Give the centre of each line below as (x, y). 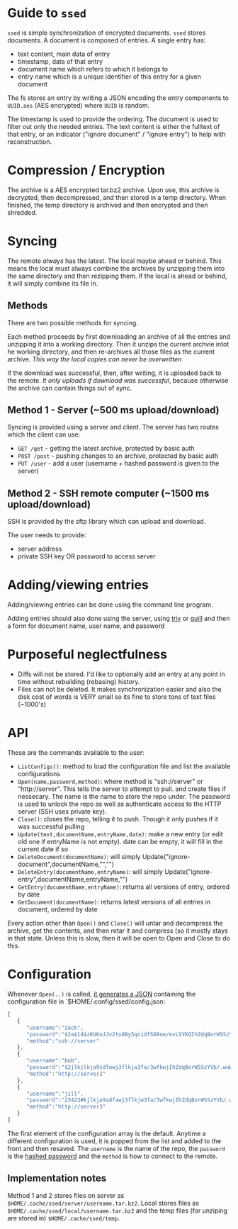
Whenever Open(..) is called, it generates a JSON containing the (102, 994)
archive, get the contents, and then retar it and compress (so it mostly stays (118, 931)
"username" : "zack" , (55, 1028)
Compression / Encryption (86, 170)
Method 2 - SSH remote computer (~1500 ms (108, 493)
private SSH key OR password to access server (86, 556)
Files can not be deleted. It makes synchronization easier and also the (119, 690)
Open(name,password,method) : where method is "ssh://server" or (110, 782)
